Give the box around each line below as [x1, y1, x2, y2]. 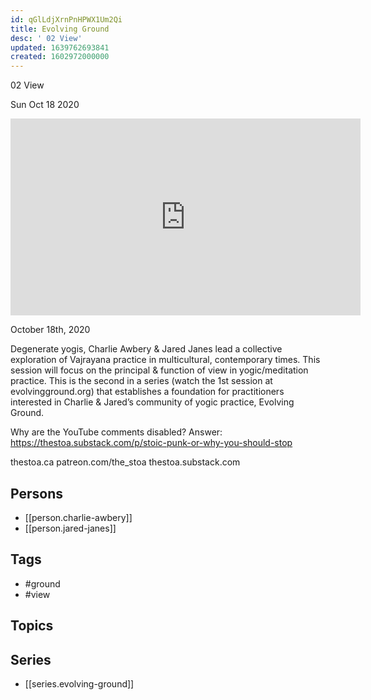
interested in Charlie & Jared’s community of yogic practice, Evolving [10, 396, 295, 408]
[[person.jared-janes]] [24, 522, 117, 534]
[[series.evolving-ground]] [24, 677, 135, 690]
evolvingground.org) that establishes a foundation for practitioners [10, 386, 285, 398]
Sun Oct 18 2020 [10, 99, 80, 111]
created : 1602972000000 [10, 52, 110, 62]
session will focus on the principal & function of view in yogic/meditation [10, 364, 309, 376]
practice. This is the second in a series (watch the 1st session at [10, 375, 273, 387]
